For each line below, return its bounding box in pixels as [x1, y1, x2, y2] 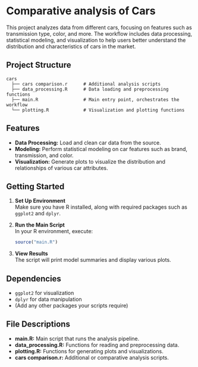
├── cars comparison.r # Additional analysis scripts [11, 81, 161, 87]
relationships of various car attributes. [14, 164, 108, 171]
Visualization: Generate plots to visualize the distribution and [14, 158, 165, 165]
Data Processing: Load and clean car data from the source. [14, 139, 162, 146]
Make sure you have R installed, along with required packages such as [14, 203, 187, 211]
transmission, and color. [14, 152, 74, 159]
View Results [14, 250, 49, 257]
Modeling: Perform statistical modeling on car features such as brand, [14, 145, 188, 152]
